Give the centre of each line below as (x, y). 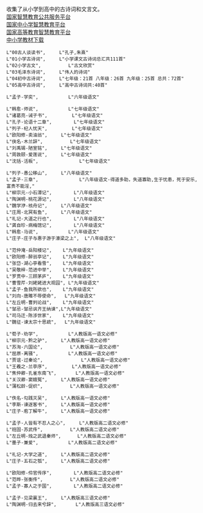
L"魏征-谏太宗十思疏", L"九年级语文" (51, 322)
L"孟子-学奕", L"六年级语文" (53, 97)
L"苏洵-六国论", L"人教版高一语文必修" (63, 347)
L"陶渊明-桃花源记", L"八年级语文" (56, 199)
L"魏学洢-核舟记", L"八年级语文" (49, 206)
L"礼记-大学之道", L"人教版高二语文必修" (58, 455)
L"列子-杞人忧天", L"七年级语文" (55, 128)
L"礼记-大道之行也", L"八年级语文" (56, 219)
